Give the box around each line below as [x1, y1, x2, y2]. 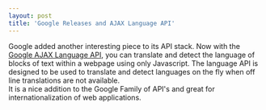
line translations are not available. [8, 75, 120, 85]
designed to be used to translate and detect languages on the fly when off [8, 67, 255, 76]
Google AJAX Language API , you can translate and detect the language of [8, 50, 255, 59]
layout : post [8, 11, 53, 20]
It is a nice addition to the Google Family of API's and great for [8, 84, 216, 93]
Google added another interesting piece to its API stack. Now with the [8, 41, 241, 51]
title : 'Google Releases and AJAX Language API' [8, 19, 175, 27]
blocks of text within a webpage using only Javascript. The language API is [8, 58, 259, 68]
